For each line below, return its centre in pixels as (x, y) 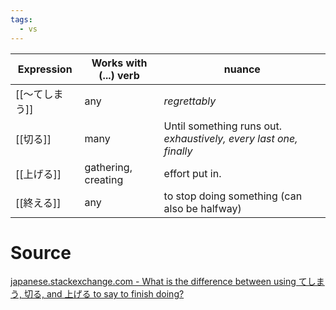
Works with (119, 63)
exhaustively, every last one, (230, 138)
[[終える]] (38, 203)
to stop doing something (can (233, 196)
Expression (45, 69)
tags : (21, 19)
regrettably (190, 101)
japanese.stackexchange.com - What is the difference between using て (159, 282)
